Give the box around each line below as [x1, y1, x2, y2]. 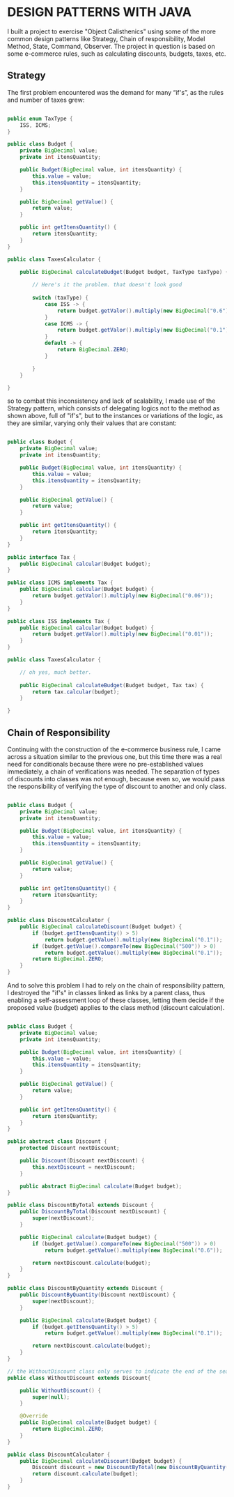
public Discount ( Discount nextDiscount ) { [19, 1158, 145, 1165]
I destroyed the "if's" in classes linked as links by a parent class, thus [7, 989, 205, 997]
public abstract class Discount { [7, 1138, 108, 1145]
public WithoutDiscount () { [19, 1387, 101, 1394]
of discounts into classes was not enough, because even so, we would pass [7, 774, 225, 783]
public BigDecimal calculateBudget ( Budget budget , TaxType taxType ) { [19, 268, 229, 275]
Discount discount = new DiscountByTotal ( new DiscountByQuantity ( [32, 1464, 229, 1471]
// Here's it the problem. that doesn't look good [32, 282, 182, 289]
